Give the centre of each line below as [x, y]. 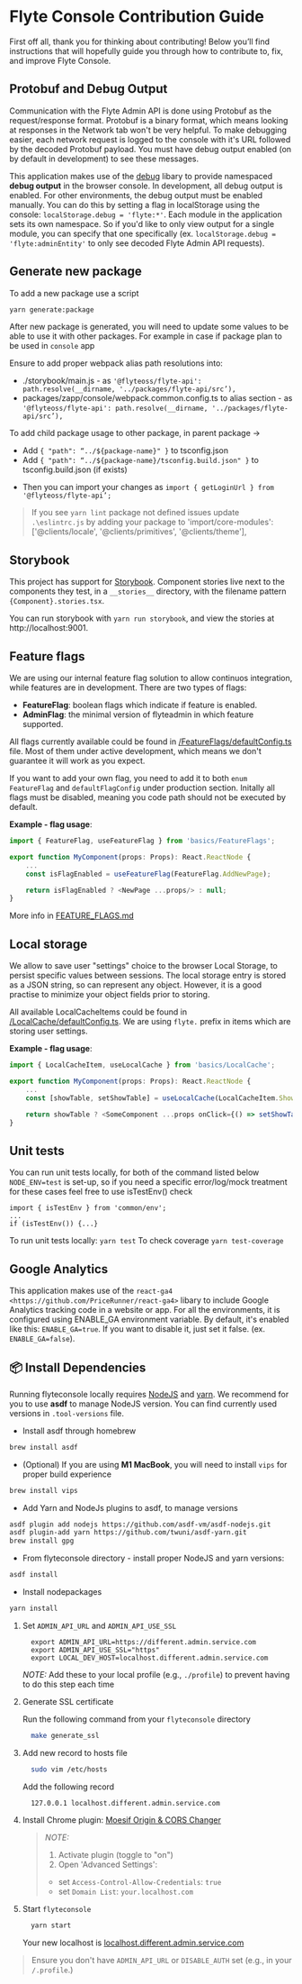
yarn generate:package [52, 309]
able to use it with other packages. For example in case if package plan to [146, 336]
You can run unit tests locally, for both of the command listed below [134, 1172]
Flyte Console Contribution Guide [137, 17]
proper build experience [67, 1474]
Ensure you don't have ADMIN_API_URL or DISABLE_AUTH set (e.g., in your [161, 1960]
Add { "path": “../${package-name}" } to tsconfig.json [125, 450]
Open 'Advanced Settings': [108, 1864]
